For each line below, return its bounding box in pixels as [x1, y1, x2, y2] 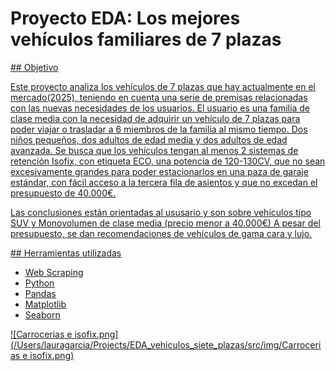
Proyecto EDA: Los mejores [10, 7, 241, 30]
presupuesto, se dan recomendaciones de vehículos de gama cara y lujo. [10, 227, 313, 239]
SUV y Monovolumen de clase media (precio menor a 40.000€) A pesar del [10, 217, 321, 229]
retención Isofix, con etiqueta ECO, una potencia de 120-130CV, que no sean [10, 155, 326, 167]
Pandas [24, 287, 57, 299]
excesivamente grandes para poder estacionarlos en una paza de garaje [10, 165, 309, 177]
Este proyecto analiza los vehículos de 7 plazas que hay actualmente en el [10, 80, 316, 92]
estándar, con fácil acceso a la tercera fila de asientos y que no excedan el [10, 176, 318, 188]
